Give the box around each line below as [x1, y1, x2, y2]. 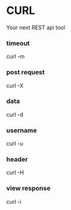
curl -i [6, 198, 21, 205]
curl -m [6, 53, 25, 60]
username [6, 126, 38, 135]
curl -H [6, 169, 24, 177]
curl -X [6, 82, 24, 89]
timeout [6, 39, 30, 47]
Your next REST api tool [6, 24, 66, 31]
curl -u [6, 140, 23, 147]
